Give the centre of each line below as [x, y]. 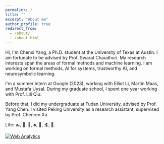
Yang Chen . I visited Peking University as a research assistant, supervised [82, 109]
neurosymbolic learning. [30, 74]
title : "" [16, 15]
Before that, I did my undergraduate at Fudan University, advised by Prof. [81, 104]
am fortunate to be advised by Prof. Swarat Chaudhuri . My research [76, 57]
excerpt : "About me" [27, 19]
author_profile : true [28, 24]
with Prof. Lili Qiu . [23, 94]
